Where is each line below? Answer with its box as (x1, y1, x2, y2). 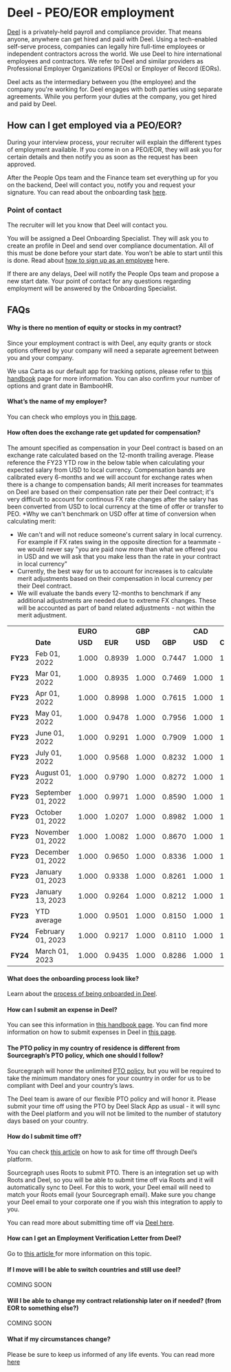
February (35, 926, 65, 936)
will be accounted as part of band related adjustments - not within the (16, 604, 215, 612)
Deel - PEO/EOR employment (7, 5, 175, 21)
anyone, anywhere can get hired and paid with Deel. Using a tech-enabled (7, 34, 218, 43)
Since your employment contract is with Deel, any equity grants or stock (7, 339, 212, 347)
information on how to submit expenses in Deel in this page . (7, 1028, 177, 1036)
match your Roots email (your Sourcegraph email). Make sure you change (7, 1190, 216, 1198)
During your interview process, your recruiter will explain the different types (7, 138, 221, 146)
